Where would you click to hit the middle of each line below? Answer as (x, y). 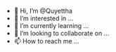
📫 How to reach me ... (46, 41)
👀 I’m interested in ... (44, 18)
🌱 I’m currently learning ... (51, 26)
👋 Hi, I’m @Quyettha (43, 11)
